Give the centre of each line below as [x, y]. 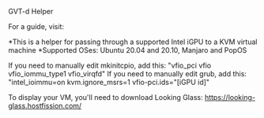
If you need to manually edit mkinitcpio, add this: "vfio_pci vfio [110, 65]
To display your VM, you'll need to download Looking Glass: [106, 97]
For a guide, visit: [36, 26]
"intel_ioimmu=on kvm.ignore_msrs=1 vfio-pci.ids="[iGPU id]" [109, 82]
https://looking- [230, 97]
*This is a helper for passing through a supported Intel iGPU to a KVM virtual [133, 42]
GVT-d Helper [31, 11]
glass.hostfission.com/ [45, 106]
